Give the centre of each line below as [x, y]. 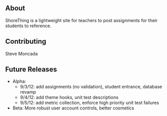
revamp [28, 92]
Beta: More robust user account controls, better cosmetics [73, 108]
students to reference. [28, 26]
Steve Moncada [21, 53]
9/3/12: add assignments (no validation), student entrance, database [91, 87]
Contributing [26, 41]
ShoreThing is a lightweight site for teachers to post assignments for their [81, 20]
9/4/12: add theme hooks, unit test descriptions [69, 97]
